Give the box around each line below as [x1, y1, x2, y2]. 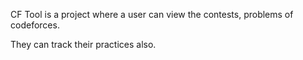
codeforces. [10, 19, 60, 31]
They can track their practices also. [10, 39, 157, 50]
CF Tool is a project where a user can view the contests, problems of [10, 9, 294, 20]
